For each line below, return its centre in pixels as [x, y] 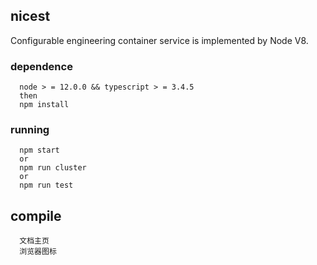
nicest [30, 16]
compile [36, 215]
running [30, 130]
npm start [39, 150]
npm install [44, 105]
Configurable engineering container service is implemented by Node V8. [159, 40]
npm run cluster [53, 168]
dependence [41, 66]
